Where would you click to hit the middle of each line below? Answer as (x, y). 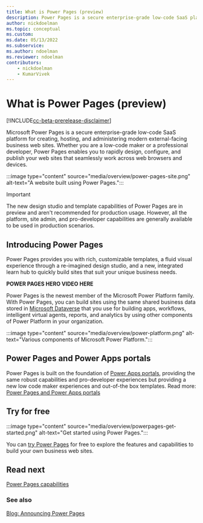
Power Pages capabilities (38, 484)
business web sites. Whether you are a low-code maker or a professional (97, 145)
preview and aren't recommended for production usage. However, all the (97, 213)
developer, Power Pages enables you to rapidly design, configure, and (94, 152)
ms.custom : (20, 35)
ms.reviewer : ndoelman (35, 57)
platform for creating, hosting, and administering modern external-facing (97, 139)
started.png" (22, 432)
